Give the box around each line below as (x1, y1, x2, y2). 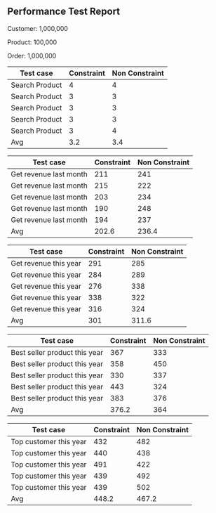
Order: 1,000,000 (7, 51, 57, 60)
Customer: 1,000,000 (7, 24, 69, 32)
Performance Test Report (7, 6, 121, 18)
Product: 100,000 (7, 38, 58, 46)
